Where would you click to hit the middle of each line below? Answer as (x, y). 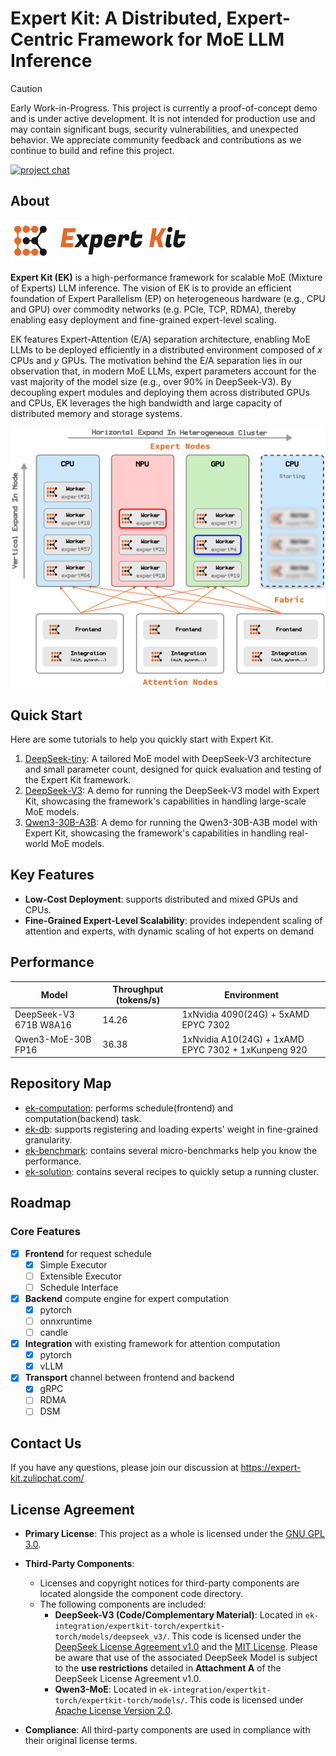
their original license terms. (81, 1741)
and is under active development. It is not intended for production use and (163, 118)
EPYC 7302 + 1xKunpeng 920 (244, 1049)
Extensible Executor (80, 1276)
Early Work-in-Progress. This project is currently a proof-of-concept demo (164, 108)
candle (53, 1333)
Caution (26, 88)
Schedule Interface (79, 1287)
